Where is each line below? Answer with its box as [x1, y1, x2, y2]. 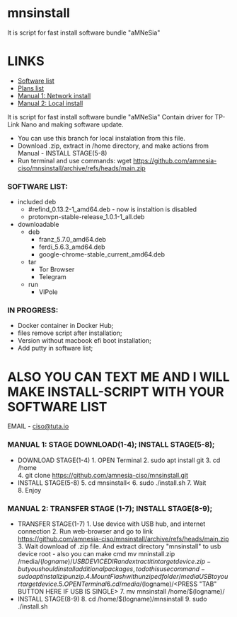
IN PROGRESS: [7, 305, 59, 315]
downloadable [17, 221, 59, 229]
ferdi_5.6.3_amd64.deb [38, 242, 105, 252]
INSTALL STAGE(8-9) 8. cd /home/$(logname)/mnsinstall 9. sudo [17, 595, 207, 603]
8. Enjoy [17, 486, 42, 494]
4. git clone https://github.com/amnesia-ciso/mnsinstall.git [17, 471, 189, 479]
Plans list [17, 83, 45, 93]
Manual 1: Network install [17, 91, 91, 100]
